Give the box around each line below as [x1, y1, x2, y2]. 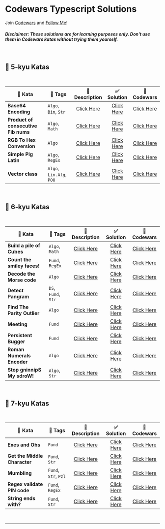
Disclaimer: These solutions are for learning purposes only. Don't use [5, 31, 150, 37]
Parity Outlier [7, 310, 40, 316]
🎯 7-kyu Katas [5, 399, 49, 407]
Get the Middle [7, 453, 43, 460]
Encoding [7, 108, 30, 115]
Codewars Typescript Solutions [5, 3, 137, 15]
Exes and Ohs [7, 441, 41, 448]
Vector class [7, 170, 38, 177]
